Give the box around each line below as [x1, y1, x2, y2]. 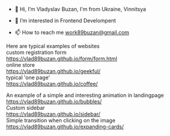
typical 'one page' [6, 74, 50, 81]
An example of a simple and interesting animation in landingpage [6, 92, 164, 99]
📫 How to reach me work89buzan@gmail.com [14, 29, 129, 35]
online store [6, 61, 36, 68]
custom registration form [6, 49, 67, 56]
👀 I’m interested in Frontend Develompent [14, 17, 117, 24]
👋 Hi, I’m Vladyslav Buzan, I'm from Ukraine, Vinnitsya [14, 6, 146, 12]
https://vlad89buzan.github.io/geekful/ [6, 68, 101, 75]
